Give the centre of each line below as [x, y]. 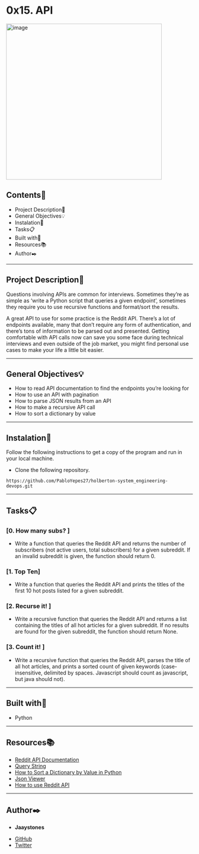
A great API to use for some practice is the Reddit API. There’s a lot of [91, 318]
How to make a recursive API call [55, 407]
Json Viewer [30, 779]
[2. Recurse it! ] [29, 606]
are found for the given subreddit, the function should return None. [96, 632]
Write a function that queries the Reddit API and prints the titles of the [99, 584]
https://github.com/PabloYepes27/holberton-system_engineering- [87, 481]
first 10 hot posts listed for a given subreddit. [69, 591]
